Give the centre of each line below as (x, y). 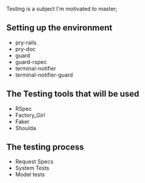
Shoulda (26, 128)
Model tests (30, 174)
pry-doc (25, 49)
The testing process (45, 147)
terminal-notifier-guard (44, 75)
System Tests (32, 168)
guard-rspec (31, 62)
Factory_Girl (30, 115)
